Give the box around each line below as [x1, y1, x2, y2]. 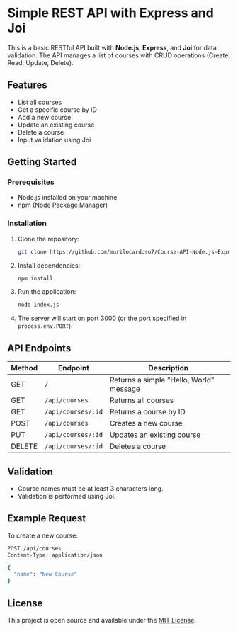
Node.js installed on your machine [17, 193, 118, 202]
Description [148, 363, 189, 373]
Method [11, 363, 38, 373]
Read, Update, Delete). [7, 58, 74, 67]
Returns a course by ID [109, 407, 186, 417]
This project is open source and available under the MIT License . [7, 615, 197, 624]
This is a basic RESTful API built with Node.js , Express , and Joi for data [7, 43, 217, 52]
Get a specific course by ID [17, 105, 98, 114]
